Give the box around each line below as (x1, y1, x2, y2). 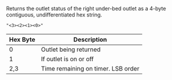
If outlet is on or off (41, 55, 94, 63)
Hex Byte (9, 35, 35, 44)
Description (73, 35, 108, 44)
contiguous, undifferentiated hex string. (6, 11, 102, 18)
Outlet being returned (41, 45, 101, 54)
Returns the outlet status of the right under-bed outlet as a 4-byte (6, 5, 167, 12)
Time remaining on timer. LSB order (41, 65, 140, 72)
